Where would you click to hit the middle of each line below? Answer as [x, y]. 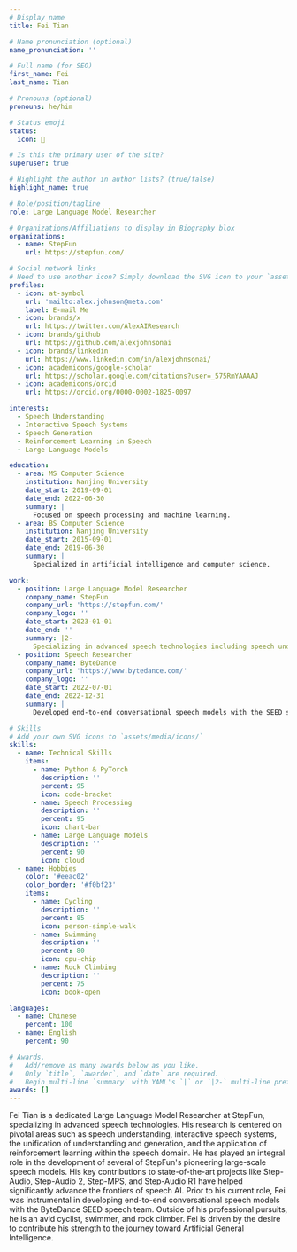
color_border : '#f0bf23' [71, 885]
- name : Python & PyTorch [80, 770]
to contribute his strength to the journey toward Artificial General [127, 1228]
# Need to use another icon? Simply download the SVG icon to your [136, 277]
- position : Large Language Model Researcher [103, 589]
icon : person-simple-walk [89, 926]
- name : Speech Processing [82, 802]
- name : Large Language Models [90, 835]
